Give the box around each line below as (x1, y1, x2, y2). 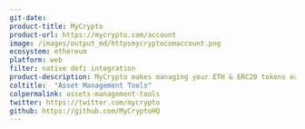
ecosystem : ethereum (9, 47, 88, 56)
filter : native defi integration (9, 64, 136, 74)
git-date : (9, 13, 47, 23)
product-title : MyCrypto (9, 22, 103, 31)
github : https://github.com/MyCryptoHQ (9, 106, 161, 115)
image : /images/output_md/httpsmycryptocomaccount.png (9, 38, 221, 48)
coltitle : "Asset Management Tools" (9, 81, 152, 90)
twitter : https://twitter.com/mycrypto (9, 97, 161, 107)
